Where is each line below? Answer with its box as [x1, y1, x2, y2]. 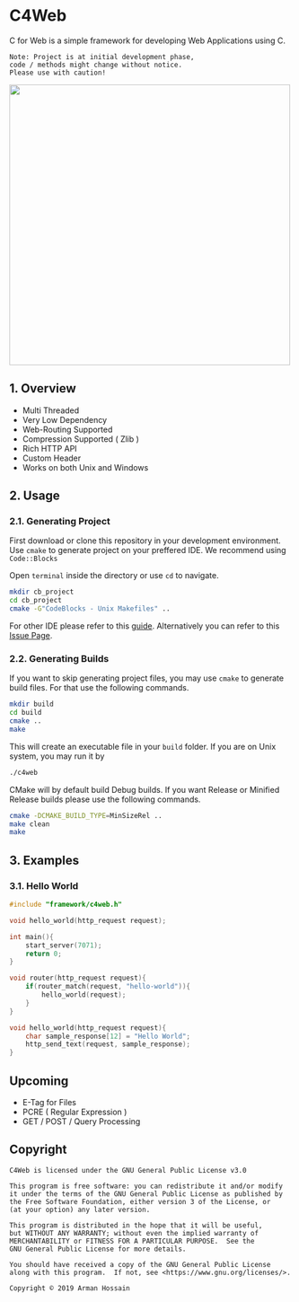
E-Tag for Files [22, 1096, 76, 1107]
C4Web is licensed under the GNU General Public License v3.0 [9, 1166, 247, 1174]
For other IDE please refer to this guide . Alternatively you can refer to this [9, 620, 280, 631]
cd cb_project [9, 596, 63, 605]
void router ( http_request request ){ [9, 973, 146, 983]
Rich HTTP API [22, 443, 78, 453]
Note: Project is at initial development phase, [9, 52, 195, 61]
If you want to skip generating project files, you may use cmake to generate [9, 673, 285, 683]
